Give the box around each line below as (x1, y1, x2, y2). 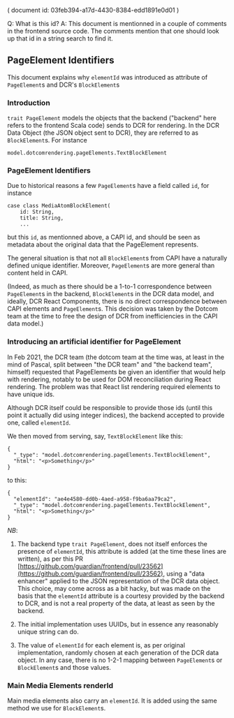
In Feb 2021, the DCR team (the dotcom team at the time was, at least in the (7, 353, 225, 361)
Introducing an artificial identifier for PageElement (7, 337, 182, 346)
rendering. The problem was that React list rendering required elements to (7, 382, 221, 390)
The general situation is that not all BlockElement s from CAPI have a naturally (7, 254, 228, 263)
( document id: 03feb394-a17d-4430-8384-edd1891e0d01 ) (7, 6, 180, 14)
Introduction (7, 98, 50, 108)
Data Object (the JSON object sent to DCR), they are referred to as (7, 129, 199, 137)
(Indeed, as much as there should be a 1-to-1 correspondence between (7, 282, 212, 291)
